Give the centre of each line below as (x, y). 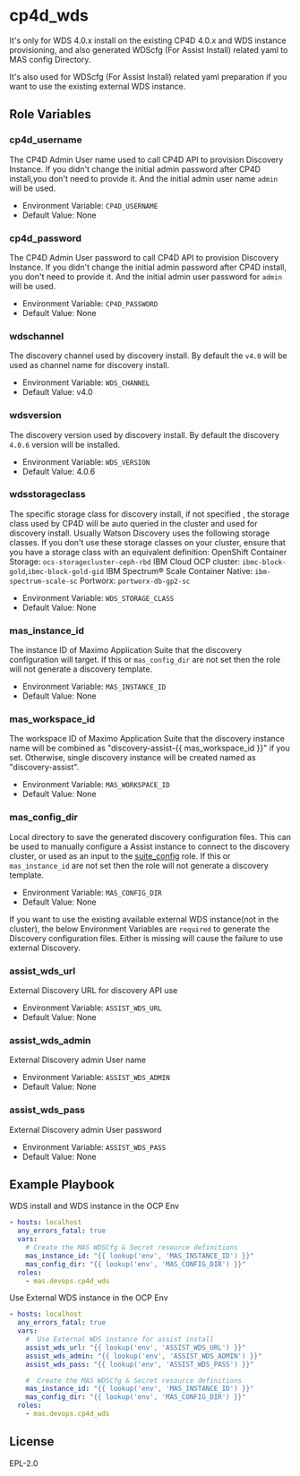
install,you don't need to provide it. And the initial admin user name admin (144, 178)
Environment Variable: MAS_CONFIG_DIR (92, 892)
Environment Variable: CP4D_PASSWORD (90, 303)
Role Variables (50, 114)
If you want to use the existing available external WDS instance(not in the (144, 919)
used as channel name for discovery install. (90, 365)
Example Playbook (62, 1184)
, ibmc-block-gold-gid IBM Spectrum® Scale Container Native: (139, 571)
